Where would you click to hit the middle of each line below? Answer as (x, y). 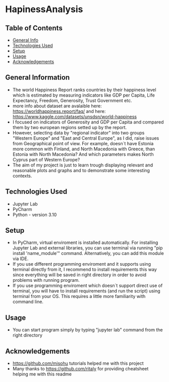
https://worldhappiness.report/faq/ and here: (59, 111)
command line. (28, 302)
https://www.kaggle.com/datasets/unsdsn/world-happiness (75, 116)
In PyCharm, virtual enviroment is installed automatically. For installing (85, 243)
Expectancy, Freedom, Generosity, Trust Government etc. (72, 100)
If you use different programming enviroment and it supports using (82, 264)
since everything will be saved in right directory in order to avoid (79, 275)
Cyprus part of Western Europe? (46, 159)
